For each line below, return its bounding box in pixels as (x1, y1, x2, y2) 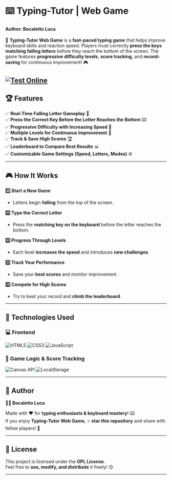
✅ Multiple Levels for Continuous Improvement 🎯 (5, 130, 112, 136)
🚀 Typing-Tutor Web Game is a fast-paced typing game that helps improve (5, 37, 165, 44)
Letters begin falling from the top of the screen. (12, 199, 114, 206)
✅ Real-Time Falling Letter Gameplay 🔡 (5, 110, 90, 116)
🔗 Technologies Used (5, 313, 74, 322)
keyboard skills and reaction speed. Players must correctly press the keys (5, 43, 162, 49)
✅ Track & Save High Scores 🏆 (5, 135, 73, 142)
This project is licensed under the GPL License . (5, 458, 105, 465)
